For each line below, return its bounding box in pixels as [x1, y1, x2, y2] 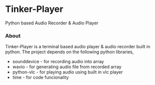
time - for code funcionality [12, 75, 69, 81]
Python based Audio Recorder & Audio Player [5, 20, 98, 26]
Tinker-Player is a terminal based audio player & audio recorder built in [5, 44, 150, 50]
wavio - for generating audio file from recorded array [12, 64, 121, 70]
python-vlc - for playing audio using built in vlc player [12, 69, 123, 75]
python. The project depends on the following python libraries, [5, 49, 134, 55]
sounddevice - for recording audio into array [12, 59, 104, 65]
